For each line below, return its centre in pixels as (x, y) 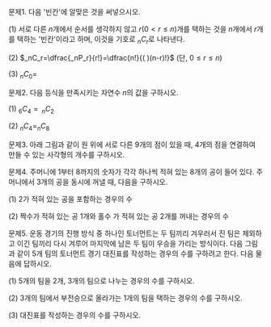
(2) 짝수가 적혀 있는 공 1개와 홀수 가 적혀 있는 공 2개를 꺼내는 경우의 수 (119, 216)
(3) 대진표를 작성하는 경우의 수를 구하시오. (75, 315)
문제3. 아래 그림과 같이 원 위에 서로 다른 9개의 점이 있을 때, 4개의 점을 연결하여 (132, 145)
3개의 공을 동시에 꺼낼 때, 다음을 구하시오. (102, 182)
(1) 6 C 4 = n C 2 (32, 109)
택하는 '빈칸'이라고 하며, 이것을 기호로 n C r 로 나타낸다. (101, 40)
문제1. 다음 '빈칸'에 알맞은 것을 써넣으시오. (74, 12)
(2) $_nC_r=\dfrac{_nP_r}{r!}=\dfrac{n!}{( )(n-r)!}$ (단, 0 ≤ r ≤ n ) (115, 57)
